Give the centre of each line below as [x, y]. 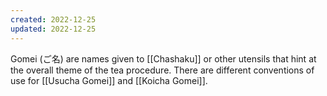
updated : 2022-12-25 [53, 29]
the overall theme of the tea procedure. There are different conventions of [162, 70]
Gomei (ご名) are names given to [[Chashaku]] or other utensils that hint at [163, 58]
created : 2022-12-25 [53, 19]
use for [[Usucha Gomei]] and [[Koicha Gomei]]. [109, 80]
